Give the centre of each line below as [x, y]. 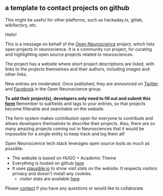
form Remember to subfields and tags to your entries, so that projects [75, 103]
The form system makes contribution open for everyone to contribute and [79, 118]
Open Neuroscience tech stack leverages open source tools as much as [77, 143]
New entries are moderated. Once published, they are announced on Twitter [82, 84]
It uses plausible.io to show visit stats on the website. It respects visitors [85, 168]
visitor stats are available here [50, 178]
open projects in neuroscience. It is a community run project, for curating [79, 49]
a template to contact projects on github [67, 8]
